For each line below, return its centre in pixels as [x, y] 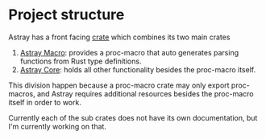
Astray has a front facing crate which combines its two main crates [119, 37]
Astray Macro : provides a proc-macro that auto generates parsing [129, 52]
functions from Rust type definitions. [81, 61]
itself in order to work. [45, 102]
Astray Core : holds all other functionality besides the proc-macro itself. [138, 69]
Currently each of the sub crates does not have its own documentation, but [133, 117]
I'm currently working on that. [58, 126]
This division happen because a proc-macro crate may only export [119, 85]
